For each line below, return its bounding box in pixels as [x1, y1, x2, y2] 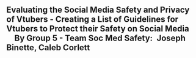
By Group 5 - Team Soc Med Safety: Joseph [14, 33, 186, 43]
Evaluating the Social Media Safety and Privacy [6, 5, 190, 15]
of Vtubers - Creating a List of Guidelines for [6, 14, 179, 25]
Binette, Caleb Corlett [6, 42, 90, 53]
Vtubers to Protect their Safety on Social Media [6, 24, 189, 34]
